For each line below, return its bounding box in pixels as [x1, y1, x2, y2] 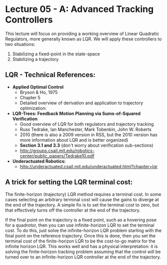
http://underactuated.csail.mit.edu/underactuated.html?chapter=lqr [19, 163, 158, 169]
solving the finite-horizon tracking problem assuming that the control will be [5, 249, 161, 255]
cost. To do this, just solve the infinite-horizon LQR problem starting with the [5, 227, 162, 233]
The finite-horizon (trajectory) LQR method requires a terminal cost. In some [5, 191, 162, 197]
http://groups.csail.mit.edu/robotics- [19, 147, 95, 153]
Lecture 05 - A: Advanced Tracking [5, 3, 154, 15]
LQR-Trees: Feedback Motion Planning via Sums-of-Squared [12, 110, 141, 116]
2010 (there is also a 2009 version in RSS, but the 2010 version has [19, 131, 158, 138]
